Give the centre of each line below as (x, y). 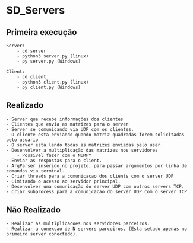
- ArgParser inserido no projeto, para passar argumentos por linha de (96, 166)
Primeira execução (42, 32)
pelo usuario (22, 140)
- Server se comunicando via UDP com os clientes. (70, 129)
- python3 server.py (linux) (53, 56)
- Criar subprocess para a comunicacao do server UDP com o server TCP (96, 191)
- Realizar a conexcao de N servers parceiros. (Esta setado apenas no (96, 229)
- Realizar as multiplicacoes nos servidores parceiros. (78, 223)
